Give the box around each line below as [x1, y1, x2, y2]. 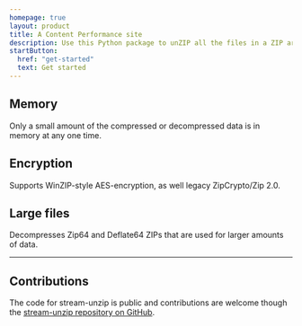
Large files [9, 206, 70, 221]
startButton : [9, 47, 58, 56]
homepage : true [9, 13, 67, 22]
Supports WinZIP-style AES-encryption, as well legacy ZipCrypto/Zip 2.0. [9, 180, 281, 190]
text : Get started [17, 64, 87, 73]
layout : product [9, 22, 70, 31]
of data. [9, 239, 39, 250]
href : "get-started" [17, 55, 94, 64]
